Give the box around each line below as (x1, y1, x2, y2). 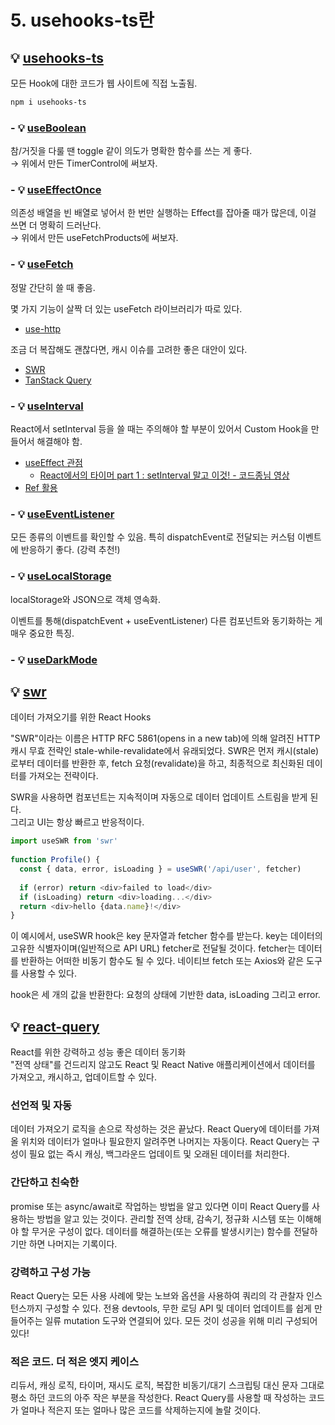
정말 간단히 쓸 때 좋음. (10, 281, 96, 293)
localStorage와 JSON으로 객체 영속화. (10, 593, 161, 605)
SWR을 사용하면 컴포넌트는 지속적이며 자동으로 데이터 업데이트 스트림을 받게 (10, 791, 308, 803)
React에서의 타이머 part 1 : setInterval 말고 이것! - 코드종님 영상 (39, 469, 290, 481)
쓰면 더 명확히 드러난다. (10, 219, 102, 231)
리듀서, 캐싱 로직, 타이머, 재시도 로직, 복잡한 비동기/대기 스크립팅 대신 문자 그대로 (10, 1379, 325, 1391)
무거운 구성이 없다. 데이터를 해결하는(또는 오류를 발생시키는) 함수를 (31, 1225, 292, 1237)
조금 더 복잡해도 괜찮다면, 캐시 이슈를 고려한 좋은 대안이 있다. (10, 343, 248, 355)
